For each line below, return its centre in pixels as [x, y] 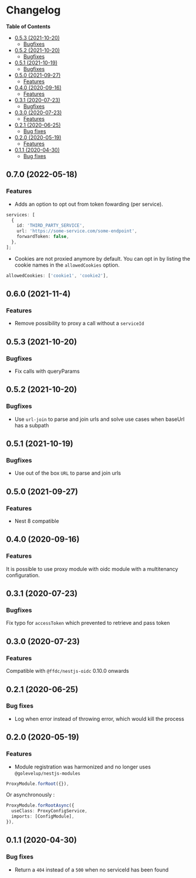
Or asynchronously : [30, 795]
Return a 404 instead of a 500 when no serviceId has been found [91, 870]
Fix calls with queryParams [47, 371]
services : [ [20, 215]
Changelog [33, 10]
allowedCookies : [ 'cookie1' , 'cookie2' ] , [57, 275]
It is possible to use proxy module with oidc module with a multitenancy [92, 569]
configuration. [23, 575]
